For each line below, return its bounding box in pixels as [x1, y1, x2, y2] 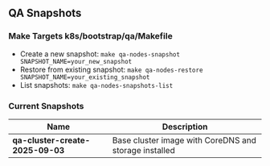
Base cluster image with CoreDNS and [112, 135, 257, 146]
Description [162, 121, 208, 132]
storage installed [112, 144, 175, 156]
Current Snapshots [8, 100, 84, 111]
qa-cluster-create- [12, 135, 91, 146]
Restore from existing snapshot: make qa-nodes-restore [19, 64, 203, 74]
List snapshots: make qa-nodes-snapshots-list [19, 80, 174, 89]
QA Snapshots [8, 6, 82, 20]
